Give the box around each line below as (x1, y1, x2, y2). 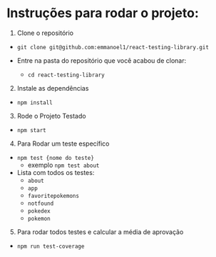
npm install (16, 99, 53, 106)
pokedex (27, 207, 51, 215)
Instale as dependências (16, 84, 89, 92)
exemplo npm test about (27, 161, 100, 169)
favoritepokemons (27, 192, 80, 199)
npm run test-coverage (16, 243, 85, 250)
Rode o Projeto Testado (16, 111, 86, 120)
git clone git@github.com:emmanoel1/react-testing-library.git (16, 44, 210, 51)
